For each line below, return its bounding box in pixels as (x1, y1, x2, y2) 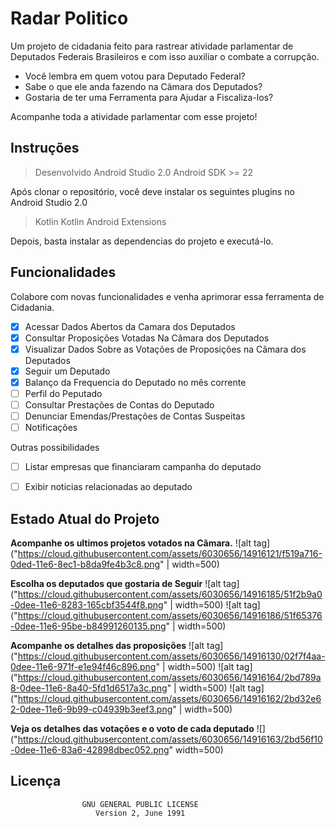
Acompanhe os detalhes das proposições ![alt (10, 640, 205, 652)
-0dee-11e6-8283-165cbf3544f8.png (10, 599, 164, 611)
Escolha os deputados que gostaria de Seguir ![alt (10, 578, 222, 590)
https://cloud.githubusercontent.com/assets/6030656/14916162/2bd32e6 (17, 693, 322, 705)
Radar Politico (10, 7, 129, 30)
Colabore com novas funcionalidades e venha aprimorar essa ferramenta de (10, 290, 325, 302)
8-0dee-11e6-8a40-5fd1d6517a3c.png (10, 682, 168, 694)
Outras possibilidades (10, 442, 100, 454)
